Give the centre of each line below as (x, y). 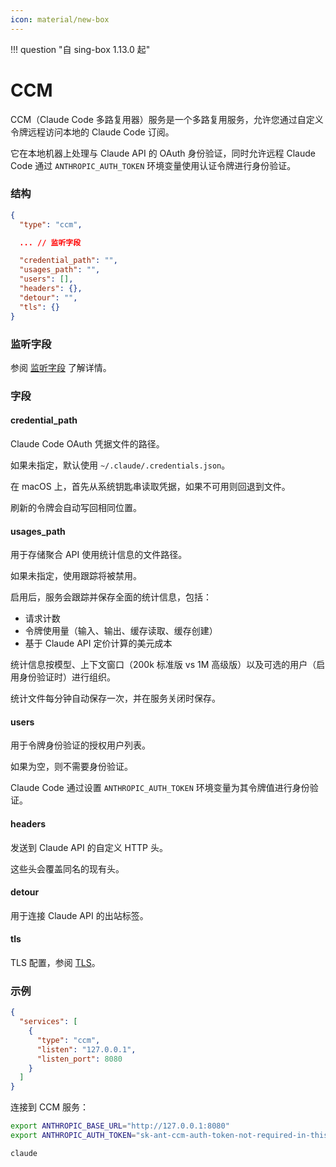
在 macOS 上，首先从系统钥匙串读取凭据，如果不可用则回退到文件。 (150, 487)
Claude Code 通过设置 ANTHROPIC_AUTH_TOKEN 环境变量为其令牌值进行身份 (160, 788)
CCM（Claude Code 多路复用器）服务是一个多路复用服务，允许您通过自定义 (167, 119)
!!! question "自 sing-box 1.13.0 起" (80, 49)
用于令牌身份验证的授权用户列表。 (80, 745)
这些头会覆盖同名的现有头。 (67, 868)
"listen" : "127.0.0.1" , (86, 1049)
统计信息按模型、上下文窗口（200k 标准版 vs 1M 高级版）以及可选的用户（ (163, 665)
